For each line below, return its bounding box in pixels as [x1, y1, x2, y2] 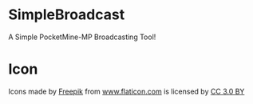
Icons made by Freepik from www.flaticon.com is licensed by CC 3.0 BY [8, 86, 245, 96]
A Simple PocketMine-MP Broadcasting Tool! [8, 32, 156, 42]
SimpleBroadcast [8, 6, 125, 24]
